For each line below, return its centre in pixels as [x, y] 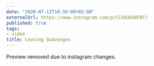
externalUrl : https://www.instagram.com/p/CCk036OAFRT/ [77, 17]
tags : [13, 28]
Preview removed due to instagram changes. [61, 57]
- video [16, 34]
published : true [26, 23]
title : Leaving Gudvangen [38, 40]
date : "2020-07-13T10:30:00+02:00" [50, 12]
